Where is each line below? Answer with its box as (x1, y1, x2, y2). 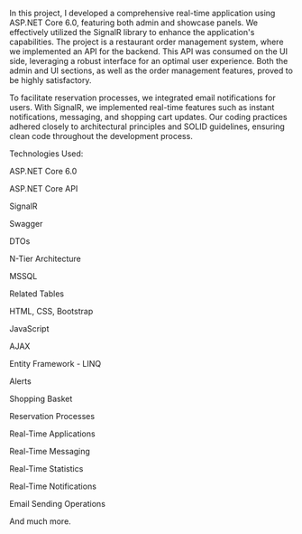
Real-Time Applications (9, 428, 96, 439)
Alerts (9, 376, 32, 387)
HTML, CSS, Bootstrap (9, 306, 94, 316)
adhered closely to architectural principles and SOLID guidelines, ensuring (9, 121, 286, 132)
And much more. (9, 516, 72, 527)
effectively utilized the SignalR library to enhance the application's (9, 27, 255, 37)
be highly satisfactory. (9, 75, 92, 85)
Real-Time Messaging (9, 446, 90, 456)
